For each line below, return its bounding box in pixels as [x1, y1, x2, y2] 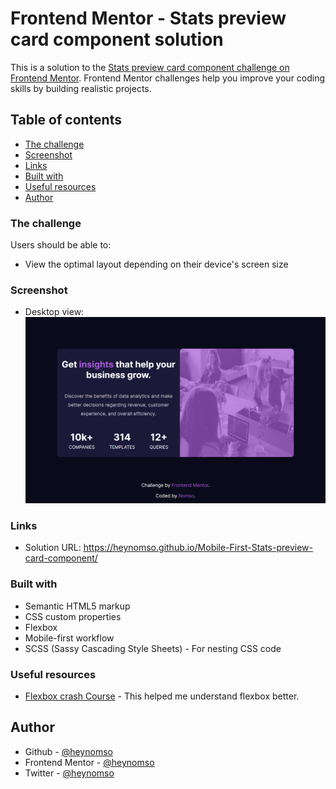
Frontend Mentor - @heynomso [24, 756, 155, 768]
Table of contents [10, 112, 122, 129]
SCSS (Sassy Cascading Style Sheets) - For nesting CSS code [24, 642, 282, 654]
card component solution [10, 28, 224, 51]
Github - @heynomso [24, 745, 113, 757]
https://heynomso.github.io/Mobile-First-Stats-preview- [83, 542, 313, 554]
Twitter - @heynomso [24, 767, 115, 779]
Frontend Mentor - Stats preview [10, 7, 287, 30]
